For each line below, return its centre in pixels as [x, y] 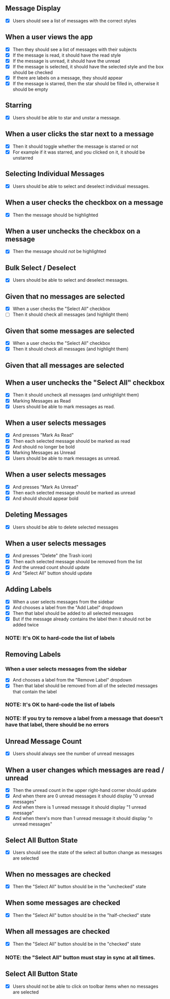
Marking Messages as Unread [44, 452]
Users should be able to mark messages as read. [64, 406]
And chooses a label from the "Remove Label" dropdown [72, 680]
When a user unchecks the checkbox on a [73, 231]
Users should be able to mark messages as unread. [66, 458]
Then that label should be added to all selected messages [73, 613]
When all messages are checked [58, 931]
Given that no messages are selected [65, 296]
